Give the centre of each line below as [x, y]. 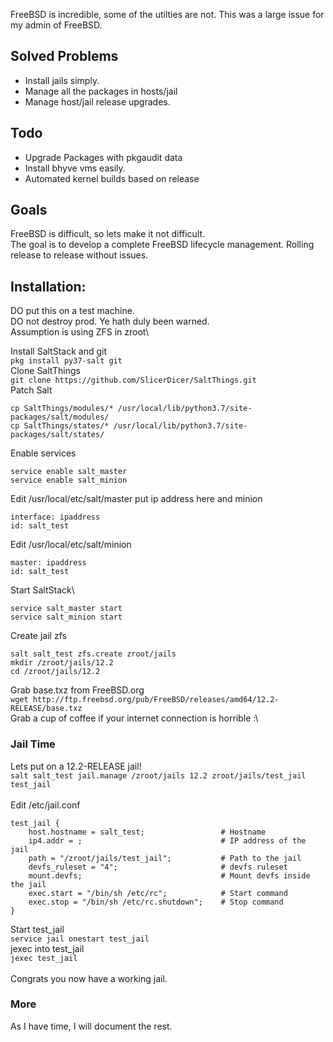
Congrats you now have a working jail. [89, 978]
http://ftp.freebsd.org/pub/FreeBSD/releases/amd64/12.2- [156, 700]
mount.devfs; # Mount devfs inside [169, 875]
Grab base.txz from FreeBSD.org [77, 690]
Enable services [43, 453]
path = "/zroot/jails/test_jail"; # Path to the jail [165, 858]
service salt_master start [66, 609]
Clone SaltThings [45, 371]
